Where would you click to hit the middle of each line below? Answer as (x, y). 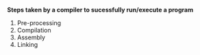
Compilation (34, 30)
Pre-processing (39, 23)
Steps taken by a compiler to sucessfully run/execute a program (100, 10)
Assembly (31, 37)
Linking (27, 44)
